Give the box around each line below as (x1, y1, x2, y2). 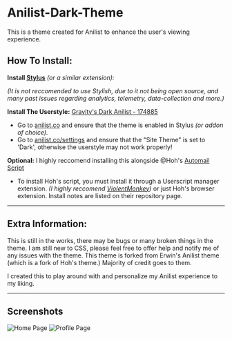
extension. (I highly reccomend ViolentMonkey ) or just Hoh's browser (17, 184, 215, 193)
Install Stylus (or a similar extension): (7, 73, 115, 81)
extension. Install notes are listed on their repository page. (17, 191, 183, 200)
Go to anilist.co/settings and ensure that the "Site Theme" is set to (17, 135, 206, 144)
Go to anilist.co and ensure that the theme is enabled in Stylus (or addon (17, 121, 224, 129)
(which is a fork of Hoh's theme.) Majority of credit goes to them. (7, 258, 192, 267)
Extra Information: (7, 218, 88, 230)
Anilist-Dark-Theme (7, 5, 124, 21)
